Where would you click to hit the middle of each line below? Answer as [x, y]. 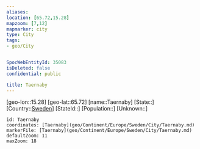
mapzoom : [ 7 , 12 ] [27, 23]
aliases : [17, 12]
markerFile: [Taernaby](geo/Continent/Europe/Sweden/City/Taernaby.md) [99, 131]
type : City [20, 35]
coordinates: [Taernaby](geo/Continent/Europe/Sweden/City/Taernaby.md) [101, 125]
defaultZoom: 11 [27, 136]
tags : [13, 40]
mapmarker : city [27, 29]
